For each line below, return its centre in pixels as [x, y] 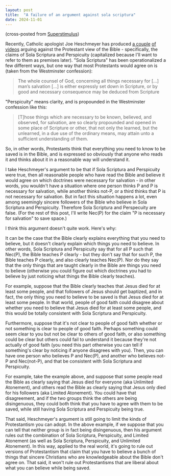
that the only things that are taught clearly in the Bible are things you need [83, 265]
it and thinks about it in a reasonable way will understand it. [68, 160]
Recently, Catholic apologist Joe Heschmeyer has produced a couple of [81, 44]
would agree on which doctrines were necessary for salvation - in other [80, 180]
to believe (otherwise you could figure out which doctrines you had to [78, 271]
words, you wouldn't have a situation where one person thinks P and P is [82, 186]
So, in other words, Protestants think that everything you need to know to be [86, 149]
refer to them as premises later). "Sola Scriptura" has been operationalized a [86, 60]
